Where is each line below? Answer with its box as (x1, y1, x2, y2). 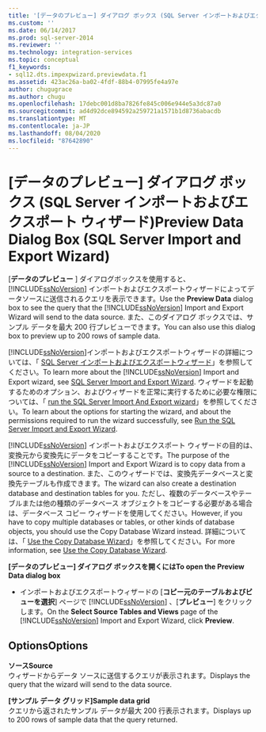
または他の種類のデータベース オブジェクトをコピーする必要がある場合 (21, 498, 253, 508)
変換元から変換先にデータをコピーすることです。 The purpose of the (8, 451, 230, 460)
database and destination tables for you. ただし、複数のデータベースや (8, 489, 239, 498)
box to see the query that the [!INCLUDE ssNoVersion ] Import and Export (8, 303, 244, 313)
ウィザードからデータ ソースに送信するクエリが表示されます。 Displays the (8, 671, 251, 681)
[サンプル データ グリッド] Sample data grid (8, 696, 150, 706)
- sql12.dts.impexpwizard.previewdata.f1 (8, 71, 147, 78)
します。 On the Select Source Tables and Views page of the (19, 607, 218, 616)
